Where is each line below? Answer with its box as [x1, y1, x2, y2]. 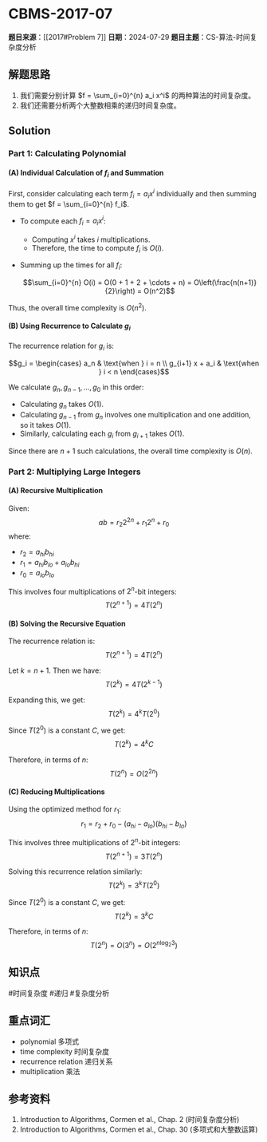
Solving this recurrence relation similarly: [8, 867, 143, 876]
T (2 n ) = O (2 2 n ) [109, 767, 159, 778]
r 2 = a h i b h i [19, 547, 54, 559]
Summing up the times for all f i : [19, 260, 123, 272]
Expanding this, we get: [8, 695, 85, 705]
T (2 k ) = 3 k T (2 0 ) [108, 879, 160, 891]
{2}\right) [104, 286, 135, 296]
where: [8, 531, 32, 541]
